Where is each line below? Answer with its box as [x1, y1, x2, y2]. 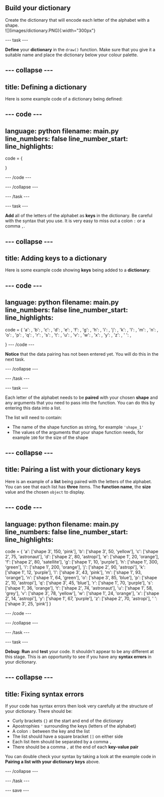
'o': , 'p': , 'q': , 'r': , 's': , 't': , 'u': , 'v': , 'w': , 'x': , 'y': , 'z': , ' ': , [5, 332, 131, 338]
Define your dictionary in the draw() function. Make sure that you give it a [5, 46, 156, 52]
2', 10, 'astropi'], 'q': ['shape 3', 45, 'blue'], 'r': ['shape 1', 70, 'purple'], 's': [5, 580, 154, 586]
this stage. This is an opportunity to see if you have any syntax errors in [5, 654, 152, 660]
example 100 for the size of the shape [12, 434, 89, 440]
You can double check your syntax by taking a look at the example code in [5, 754, 156, 760]
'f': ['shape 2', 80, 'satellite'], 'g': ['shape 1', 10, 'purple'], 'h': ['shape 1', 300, [5, 559, 159, 565]
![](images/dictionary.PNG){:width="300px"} [5, 27, 96, 33]
